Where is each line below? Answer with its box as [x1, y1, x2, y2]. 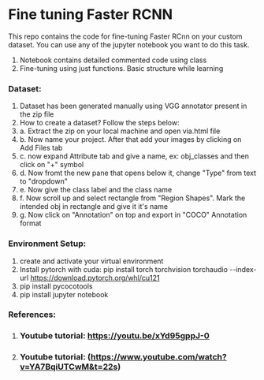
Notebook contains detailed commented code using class [19, 55, 207, 65]
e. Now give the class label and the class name [19, 185, 173, 195]
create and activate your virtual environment [19, 256, 164, 266]
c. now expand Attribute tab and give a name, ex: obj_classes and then [19, 151, 250, 161]
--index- [229, 264, 257, 274]
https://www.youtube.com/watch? [90, 352, 227, 363]
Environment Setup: [8, 238, 87, 249]
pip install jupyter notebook [19, 289, 109, 299]
